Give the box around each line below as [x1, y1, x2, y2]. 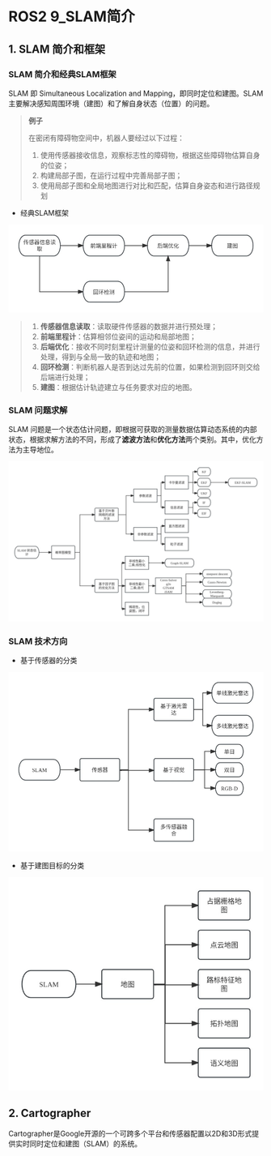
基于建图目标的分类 [19, 860, 85, 870]
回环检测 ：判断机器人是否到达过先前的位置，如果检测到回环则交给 [40, 362, 260, 371]
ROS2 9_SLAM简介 [8, 7, 135, 26]
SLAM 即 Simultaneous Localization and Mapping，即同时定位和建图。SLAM [8, 88, 264, 98]
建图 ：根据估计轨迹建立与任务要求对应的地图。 [40, 382, 197, 392]
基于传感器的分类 [19, 656, 78, 666]
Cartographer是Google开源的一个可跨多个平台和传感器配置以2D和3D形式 [8, 1128, 252, 1139]
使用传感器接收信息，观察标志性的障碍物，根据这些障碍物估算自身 [40, 150, 260, 160]
